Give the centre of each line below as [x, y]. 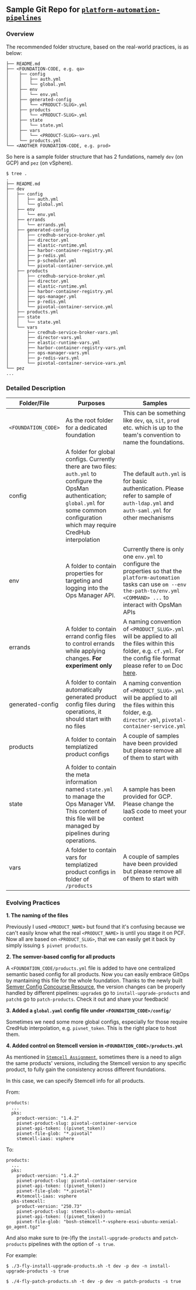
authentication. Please [153, 488]
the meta [78, 774]
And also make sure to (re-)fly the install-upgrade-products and [84, 1238]
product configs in [91, 872]
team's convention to [152, 434]
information [81, 782]
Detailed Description [36, 388]
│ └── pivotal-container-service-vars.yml [66, 363]
